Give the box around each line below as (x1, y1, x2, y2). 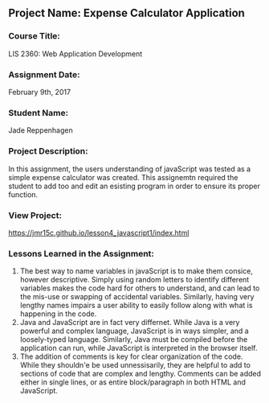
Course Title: (8, 31, 60, 42)
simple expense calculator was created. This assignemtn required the (8, 172, 238, 182)
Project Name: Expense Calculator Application (8, 6, 245, 20)
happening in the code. (19, 309, 97, 319)
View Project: (8, 209, 63, 220)
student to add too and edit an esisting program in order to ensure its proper (8, 181, 261, 191)
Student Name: (8, 107, 69, 118)
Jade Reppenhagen (8, 125, 74, 135)
